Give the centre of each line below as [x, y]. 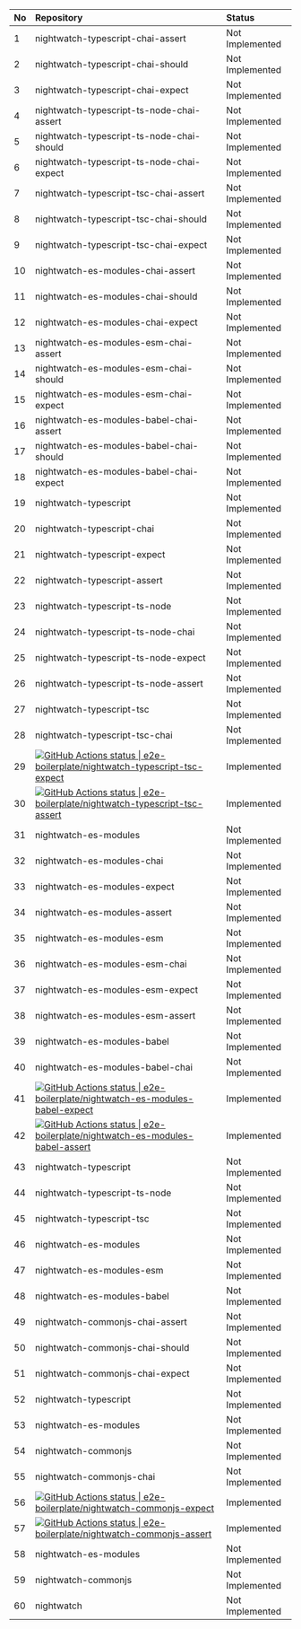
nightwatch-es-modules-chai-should [116, 297]
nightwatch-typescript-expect [100, 554]
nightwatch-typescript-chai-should [112, 64]
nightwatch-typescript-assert [99, 580]
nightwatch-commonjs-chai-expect [112, 1374]
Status [241, 18]
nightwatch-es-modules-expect [105, 886]
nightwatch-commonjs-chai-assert [112, 1322]
